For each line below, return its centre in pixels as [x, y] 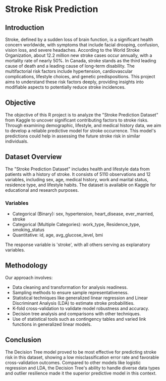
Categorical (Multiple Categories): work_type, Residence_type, [76, 224]
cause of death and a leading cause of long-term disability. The [70, 66]
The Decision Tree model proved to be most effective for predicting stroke [81, 352]
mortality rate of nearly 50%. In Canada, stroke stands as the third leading [81, 61]
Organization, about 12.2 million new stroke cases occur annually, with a [79, 55]
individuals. [17, 141]
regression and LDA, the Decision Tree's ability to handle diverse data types [83, 368]
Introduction [25, 28]
